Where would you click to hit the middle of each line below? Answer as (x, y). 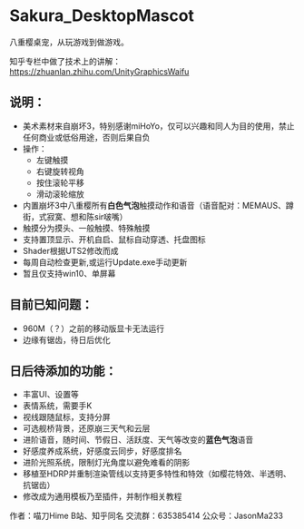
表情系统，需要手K (57, 406)
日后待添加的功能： (63, 371)
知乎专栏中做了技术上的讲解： (65, 61)
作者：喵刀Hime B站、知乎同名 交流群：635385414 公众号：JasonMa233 (147, 516)
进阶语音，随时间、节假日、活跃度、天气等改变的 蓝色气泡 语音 (138, 440)
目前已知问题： (51, 305)
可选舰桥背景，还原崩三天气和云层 (86, 428)
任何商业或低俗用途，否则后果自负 (86, 137)
